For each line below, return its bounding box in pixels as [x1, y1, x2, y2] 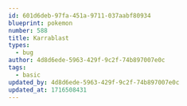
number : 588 [8, 26, 48, 34]
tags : [8, 64, 26, 72]
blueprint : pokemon [8, 19, 73, 27]
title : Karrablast [8, 33, 69, 42]
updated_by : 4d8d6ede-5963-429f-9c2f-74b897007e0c [8, 78, 180, 86]
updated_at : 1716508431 [8, 85, 88, 94]
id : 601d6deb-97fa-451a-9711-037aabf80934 [8, 11, 151, 20]
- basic [15, 71, 41, 79]
